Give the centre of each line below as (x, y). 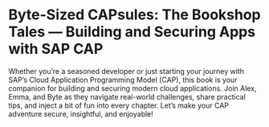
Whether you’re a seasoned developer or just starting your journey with (126, 71)
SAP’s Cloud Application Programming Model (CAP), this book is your (123, 80)
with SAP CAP (56, 49)
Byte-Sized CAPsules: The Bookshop (134, 15)
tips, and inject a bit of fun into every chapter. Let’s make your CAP (118, 105)
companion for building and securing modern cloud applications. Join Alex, (132, 88)
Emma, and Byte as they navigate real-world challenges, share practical (127, 96)
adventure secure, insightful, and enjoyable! (81, 113)
